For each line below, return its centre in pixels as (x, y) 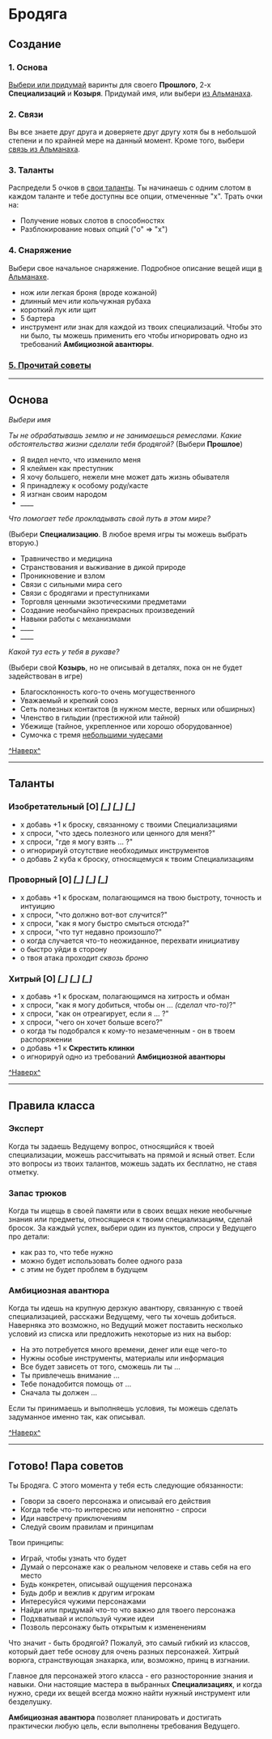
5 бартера (37, 318)
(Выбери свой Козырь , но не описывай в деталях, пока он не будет (125, 667)
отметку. (23, 1171)
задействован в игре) (46, 676)
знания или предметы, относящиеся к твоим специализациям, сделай (131, 1219)
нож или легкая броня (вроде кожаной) (89, 292)
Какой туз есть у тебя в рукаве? (64, 651)
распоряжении (46, 1039)
